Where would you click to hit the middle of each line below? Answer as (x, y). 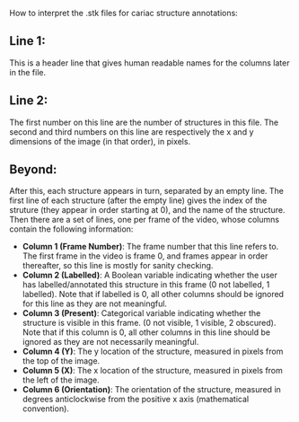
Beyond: (33, 170)
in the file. (28, 72)
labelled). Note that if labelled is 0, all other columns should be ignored (153, 295)
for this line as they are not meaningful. (95, 303)
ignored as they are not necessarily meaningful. (110, 342)
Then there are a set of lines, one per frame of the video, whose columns (145, 220)
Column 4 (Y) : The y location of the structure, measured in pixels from (153, 352)
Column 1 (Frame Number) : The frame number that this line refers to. (150, 247)
